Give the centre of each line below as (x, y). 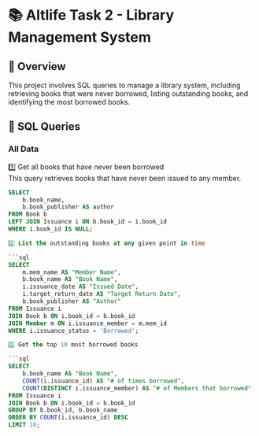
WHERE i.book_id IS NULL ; (50, 229)
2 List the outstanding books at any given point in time (107, 243)
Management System (80, 37)
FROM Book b (28, 214)
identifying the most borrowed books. (69, 102)
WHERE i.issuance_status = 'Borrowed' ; (74, 331)
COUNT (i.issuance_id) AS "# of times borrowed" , (104, 381)
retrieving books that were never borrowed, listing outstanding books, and (128, 94)
